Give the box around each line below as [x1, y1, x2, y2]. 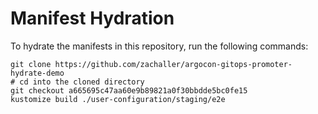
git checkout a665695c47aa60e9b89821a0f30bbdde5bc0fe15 [10, 85, 248, 96]
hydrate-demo [10, 68, 65, 78]
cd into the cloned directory [19, 77, 145, 87]
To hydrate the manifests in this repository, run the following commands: [10, 40, 309, 52]
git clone [10, 59, 52, 69]
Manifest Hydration [10, 7, 175, 30]
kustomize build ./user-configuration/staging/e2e [10, 94, 226, 104]
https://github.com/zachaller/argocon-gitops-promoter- [54, 59, 293, 69]
